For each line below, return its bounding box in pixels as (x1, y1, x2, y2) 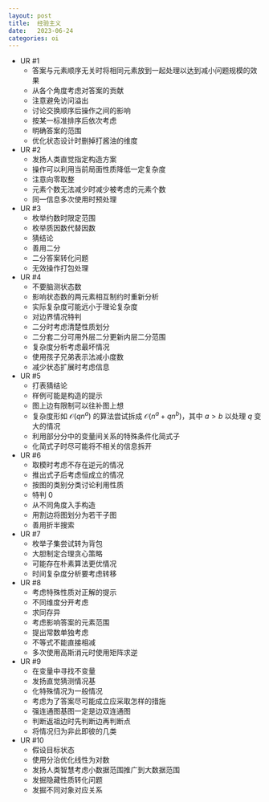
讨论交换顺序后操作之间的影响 (31, 106, 131, 116)
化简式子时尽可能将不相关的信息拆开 (31, 441, 153, 450)
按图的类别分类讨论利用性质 (31, 479, 124, 490)
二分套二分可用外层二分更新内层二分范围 (31, 332, 166, 342)
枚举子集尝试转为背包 (31, 539, 103, 548)
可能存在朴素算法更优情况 (31, 559, 117, 568)
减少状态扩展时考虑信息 (31, 362, 110, 372)
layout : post (8, 11, 52, 20)
